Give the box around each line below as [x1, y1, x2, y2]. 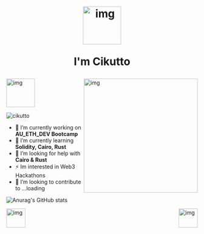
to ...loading [15, 185, 46, 192]
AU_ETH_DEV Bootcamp [15, 131, 78, 138]
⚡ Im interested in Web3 [15, 163, 75, 170]
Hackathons [15, 172, 46, 179]
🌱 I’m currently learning [15, 137, 74, 144]
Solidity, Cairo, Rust [15, 143, 67, 151]
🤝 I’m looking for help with [15, 150, 81, 157]
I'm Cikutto [73, 55, 131, 69]
